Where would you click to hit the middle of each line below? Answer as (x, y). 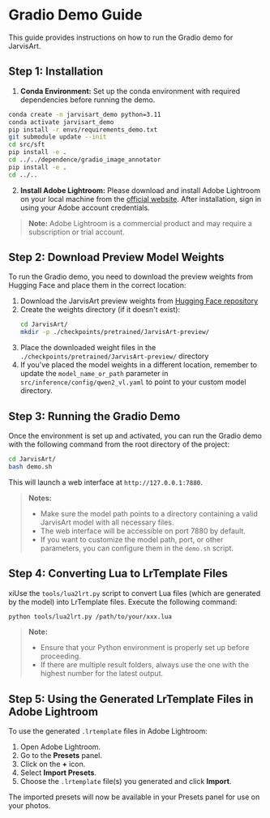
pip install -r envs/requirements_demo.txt (83, 130)
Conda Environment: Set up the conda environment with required (130, 91)
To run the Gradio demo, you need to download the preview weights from (131, 276)
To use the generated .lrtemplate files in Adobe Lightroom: (108, 731)
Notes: (40, 498)
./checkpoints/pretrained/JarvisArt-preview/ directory (114, 356)
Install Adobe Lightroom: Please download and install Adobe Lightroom (140, 190)
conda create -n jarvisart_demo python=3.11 (85, 114)
